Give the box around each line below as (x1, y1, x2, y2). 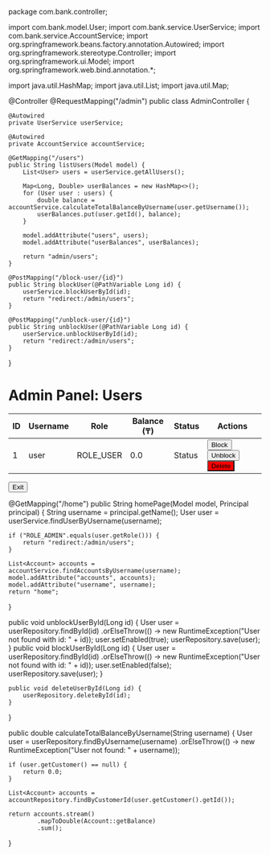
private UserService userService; (8, 119, 125, 127)
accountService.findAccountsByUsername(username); (8, 566, 182, 574)
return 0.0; (22, 767, 63, 775)
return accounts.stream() (8, 810, 95, 818)
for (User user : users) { (22, 189, 113, 197)
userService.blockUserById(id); (22, 288, 131, 296)
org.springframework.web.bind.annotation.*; (8, 65, 156, 75)
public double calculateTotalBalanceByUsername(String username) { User (8, 728, 253, 738)
